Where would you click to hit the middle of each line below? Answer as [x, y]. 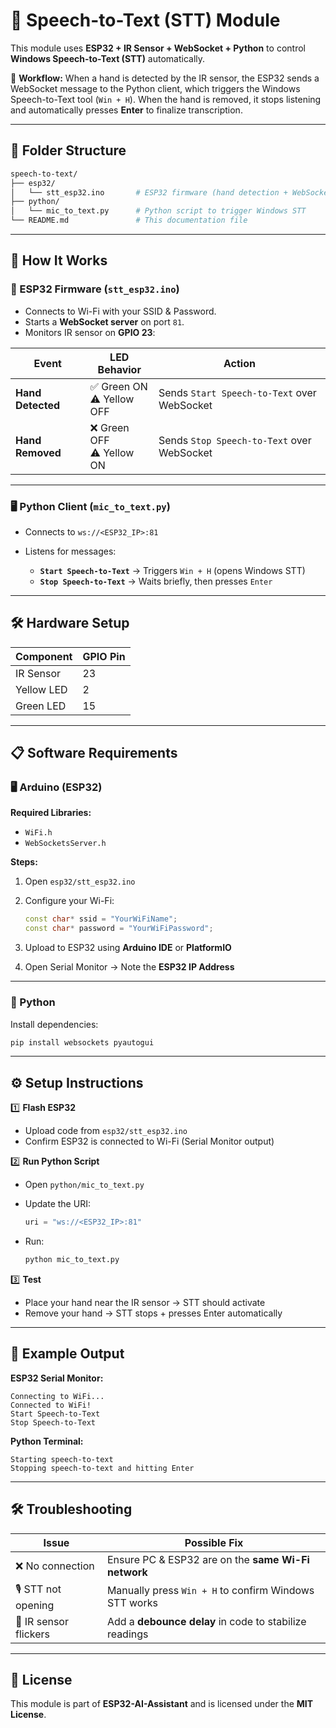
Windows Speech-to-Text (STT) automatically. [108, 58]
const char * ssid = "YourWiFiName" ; [101, 919]
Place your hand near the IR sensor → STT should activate [145, 1302]
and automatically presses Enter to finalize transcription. [126, 110]
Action [239, 363]
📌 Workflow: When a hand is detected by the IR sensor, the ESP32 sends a [165, 78]
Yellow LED [41, 689]
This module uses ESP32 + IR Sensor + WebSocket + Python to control [158, 48]
